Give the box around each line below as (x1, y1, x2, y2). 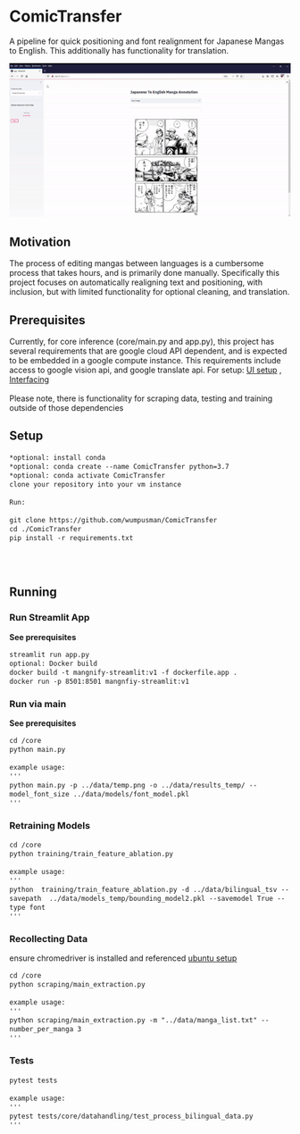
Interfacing (9, 374, 50, 385)
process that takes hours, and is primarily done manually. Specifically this (9, 268, 279, 279)
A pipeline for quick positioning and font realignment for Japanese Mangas (9, 36, 285, 46)
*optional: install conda (9, 453, 105, 462)
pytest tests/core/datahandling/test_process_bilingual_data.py (9, 1112, 254, 1121)
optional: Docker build (9, 659, 98, 668)
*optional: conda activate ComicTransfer (9, 471, 166, 479)
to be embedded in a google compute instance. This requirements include (9, 355, 281, 366)
